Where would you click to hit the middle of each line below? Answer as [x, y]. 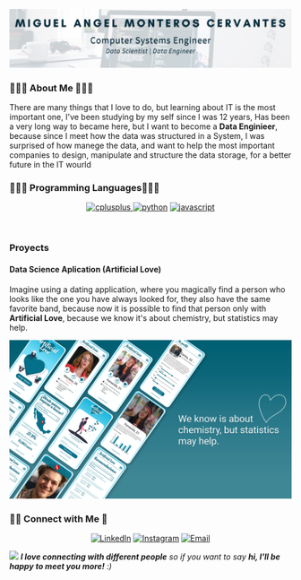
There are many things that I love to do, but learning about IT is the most [142, 108]
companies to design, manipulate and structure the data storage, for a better [150, 155]
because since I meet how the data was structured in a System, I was [137, 136]
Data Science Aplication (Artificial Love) [86, 269]
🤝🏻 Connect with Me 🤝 [59, 518]
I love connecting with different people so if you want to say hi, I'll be [150, 557]
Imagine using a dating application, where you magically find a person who [147, 289]
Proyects [29, 248]
